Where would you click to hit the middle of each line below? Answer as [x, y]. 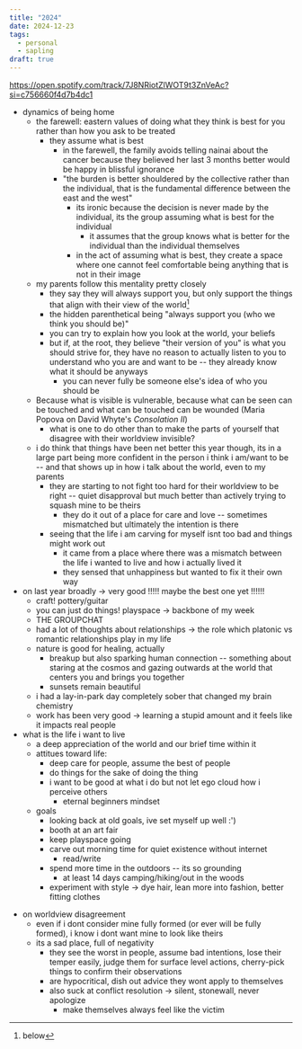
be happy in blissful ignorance [119, 169]
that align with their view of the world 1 [120, 304]
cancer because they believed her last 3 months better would [176, 160]
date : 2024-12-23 [42, 26]
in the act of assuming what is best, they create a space [179, 255]
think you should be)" [89, 324]
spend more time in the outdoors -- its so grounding [146, 867]
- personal [38, 43]
